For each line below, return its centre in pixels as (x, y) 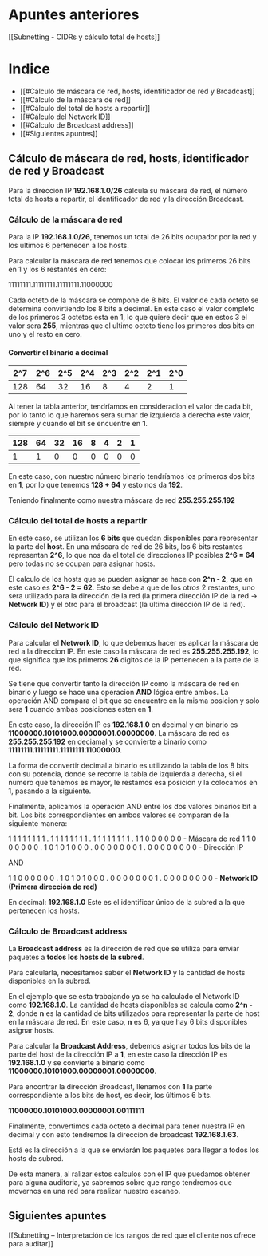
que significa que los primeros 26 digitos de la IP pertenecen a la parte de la (134, 659)
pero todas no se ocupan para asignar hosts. (82, 563)
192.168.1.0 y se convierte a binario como (77, 1063)
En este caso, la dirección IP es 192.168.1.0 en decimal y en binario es (123, 725)
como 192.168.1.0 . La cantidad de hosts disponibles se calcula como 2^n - (130, 1005)
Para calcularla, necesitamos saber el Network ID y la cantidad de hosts (127, 973)
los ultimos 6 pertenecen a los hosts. (69, 245)
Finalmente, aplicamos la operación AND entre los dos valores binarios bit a (132, 806)
